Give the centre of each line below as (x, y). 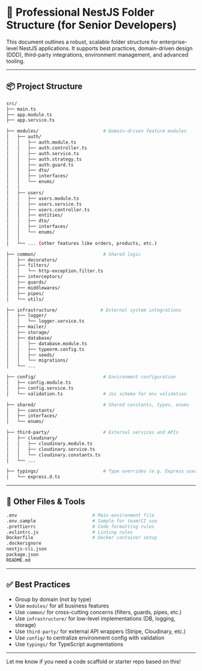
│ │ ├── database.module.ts (47, 343)
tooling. (16, 61)
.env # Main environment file (80, 515)
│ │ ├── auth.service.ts (43, 153)
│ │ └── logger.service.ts (45, 321)
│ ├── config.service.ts (40, 388)
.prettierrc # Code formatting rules (80, 526)
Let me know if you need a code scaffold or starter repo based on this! (94, 661)
